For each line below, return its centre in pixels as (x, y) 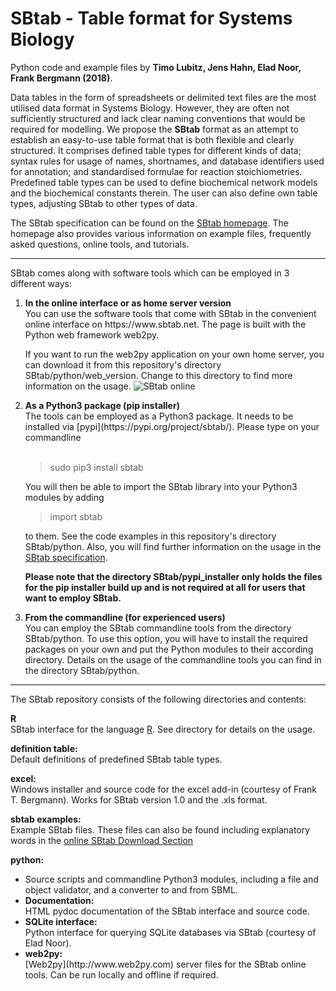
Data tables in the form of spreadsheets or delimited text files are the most (163, 97)
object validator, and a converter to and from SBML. (131, 889)
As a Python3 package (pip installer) (102, 405)
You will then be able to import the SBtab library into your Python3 (161, 486)
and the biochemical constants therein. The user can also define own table (164, 193)
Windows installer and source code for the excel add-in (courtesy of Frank (163, 789)
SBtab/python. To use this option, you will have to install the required (166, 638)
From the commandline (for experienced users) (125, 617)
